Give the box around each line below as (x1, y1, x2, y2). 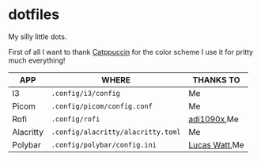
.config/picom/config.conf (51, 102, 153, 110)
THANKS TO (192, 74, 240, 85)
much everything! (8, 56, 66, 65)
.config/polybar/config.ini (51, 140, 157, 149)
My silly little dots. (8, 32, 67, 41)
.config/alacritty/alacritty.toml (51, 127, 181, 136)
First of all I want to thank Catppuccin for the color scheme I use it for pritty (8, 47, 254, 56)
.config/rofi (51, 114, 100, 124)
